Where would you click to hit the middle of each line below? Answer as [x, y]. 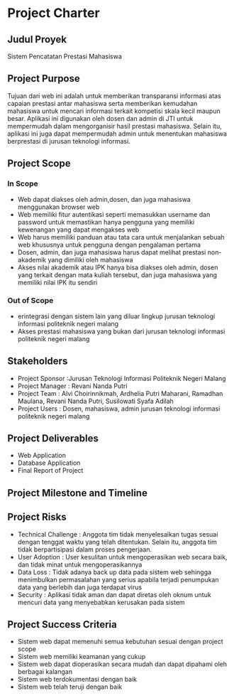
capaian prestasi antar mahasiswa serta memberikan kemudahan [102, 103]
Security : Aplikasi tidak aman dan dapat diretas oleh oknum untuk [114, 594]
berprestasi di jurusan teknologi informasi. [69, 141]
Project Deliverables [53, 438]
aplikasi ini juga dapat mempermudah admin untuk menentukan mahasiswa [117, 134]
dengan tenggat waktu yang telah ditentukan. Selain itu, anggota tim [117, 542]
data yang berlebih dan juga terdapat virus [80, 587]
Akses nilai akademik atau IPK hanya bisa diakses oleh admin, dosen [118, 267]
